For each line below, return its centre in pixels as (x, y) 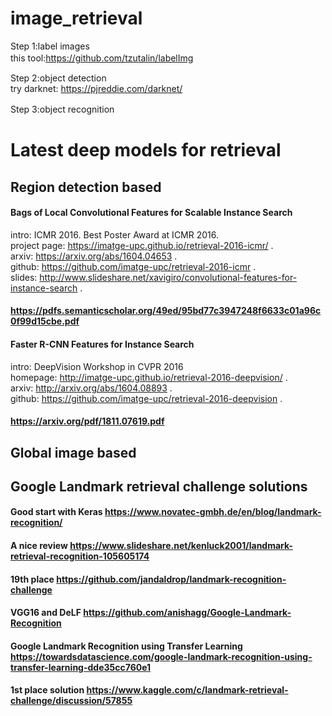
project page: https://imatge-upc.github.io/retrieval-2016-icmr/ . (142, 245)
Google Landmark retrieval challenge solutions (159, 486)
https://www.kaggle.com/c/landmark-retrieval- (187, 690)
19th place (32, 579)
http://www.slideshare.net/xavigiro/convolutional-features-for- (168, 277)
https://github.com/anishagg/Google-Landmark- (187, 613)
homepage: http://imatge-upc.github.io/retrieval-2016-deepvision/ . (149, 377)
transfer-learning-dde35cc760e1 (81, 667)
